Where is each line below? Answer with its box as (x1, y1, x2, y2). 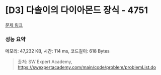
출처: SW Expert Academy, (17, 58, 72, 65)
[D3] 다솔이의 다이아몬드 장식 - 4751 (5, 4, 148, 16)
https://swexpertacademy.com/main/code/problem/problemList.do (17, 64, 156, 70)
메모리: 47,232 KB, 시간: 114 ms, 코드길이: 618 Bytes (5, 48, 110, 54)
